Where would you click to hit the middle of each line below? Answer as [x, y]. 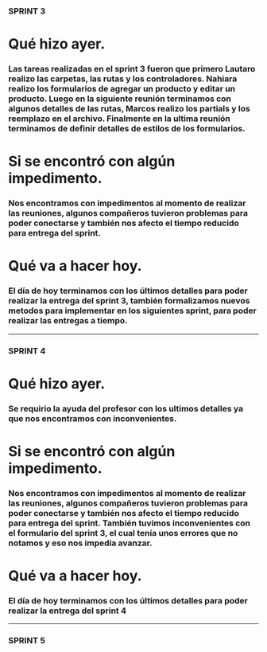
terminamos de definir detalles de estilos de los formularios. [127, 129]
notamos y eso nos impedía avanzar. [80, 543]
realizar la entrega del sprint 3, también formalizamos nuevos [129, 301]
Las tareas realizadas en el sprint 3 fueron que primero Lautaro [132, 69]
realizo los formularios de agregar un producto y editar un [122, 89]
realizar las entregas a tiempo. [68, 321]
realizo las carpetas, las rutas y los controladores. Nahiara [123, 79]
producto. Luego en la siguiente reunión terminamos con [120, 99]
